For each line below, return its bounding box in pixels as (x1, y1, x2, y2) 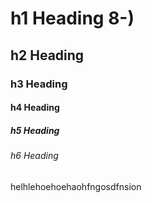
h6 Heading (10, 150, 59, 162)
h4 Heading (10, 102, 60, 114)
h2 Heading (10, 47, 85, 64)
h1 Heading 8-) (10, 7, 135, 30)
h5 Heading (10, 124, 60, 136)
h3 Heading (10, 77, 68, 91)
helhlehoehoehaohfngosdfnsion (10, 180, 142, 192)
